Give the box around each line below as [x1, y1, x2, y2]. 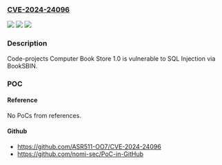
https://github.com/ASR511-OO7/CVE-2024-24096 [17, 142, 162, 151]
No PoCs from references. [7, 111, 81, 119]
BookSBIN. [7, 61, 38, 70]
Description [7, 39, 48, 48]
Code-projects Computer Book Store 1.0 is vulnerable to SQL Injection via [7, 54, 216, 63]
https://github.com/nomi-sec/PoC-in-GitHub [17, 150, 143, 158]
